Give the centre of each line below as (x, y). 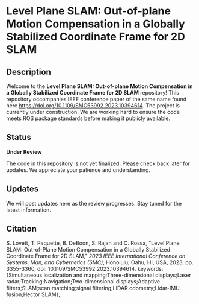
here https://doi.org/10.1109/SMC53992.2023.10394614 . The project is (93, 106)
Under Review (24, 151)
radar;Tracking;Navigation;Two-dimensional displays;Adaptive (83, 282)
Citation (22, 229)
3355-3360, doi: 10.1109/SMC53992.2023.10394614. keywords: (85, 269)
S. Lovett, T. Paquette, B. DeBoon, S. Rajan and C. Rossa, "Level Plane (93, 243)
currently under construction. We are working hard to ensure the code (93, 112)
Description (29, 71)
